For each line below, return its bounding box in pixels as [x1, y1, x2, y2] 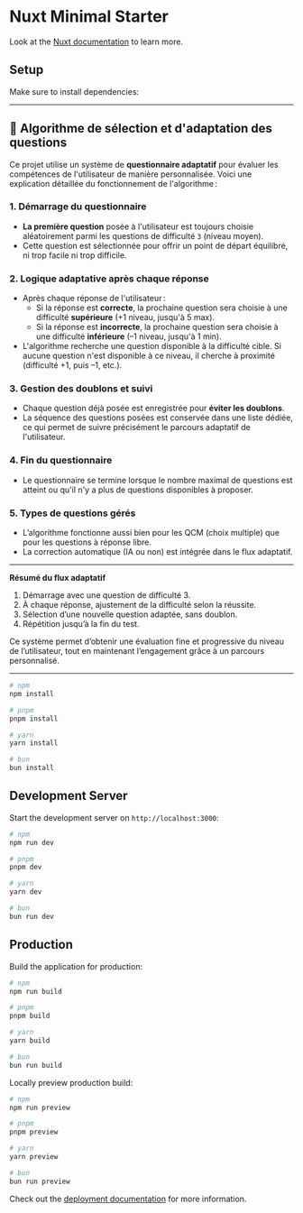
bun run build [9, 1061, 63, 1070]
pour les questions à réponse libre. [22, 537, 151, 547]
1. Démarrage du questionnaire [9, 200, 147, 213]
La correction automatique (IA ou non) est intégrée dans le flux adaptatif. [22, 547, 293, 557]
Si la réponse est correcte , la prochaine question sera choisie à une [35, 302, 289, 313]
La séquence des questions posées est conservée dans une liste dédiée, [22, 412, 293, 423]
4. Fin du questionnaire [9, 454, 113, 466]
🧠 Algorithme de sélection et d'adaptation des [9, 121, 273, 136]
